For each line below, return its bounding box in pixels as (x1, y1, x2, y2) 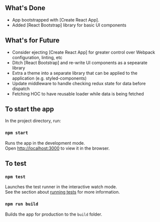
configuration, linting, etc (12, 54, 63, 60)
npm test (5, 174, 26, 180)
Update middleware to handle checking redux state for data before (12, 80, 146, 86)
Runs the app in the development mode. (5, 140, 85, 146)
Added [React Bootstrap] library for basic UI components (12, 22, 126, 28)
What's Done (5, 4, 46, 12)
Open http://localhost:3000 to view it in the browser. (5, 145, 110, 151)
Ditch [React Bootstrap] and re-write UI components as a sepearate (12, 60, 147, 66)
